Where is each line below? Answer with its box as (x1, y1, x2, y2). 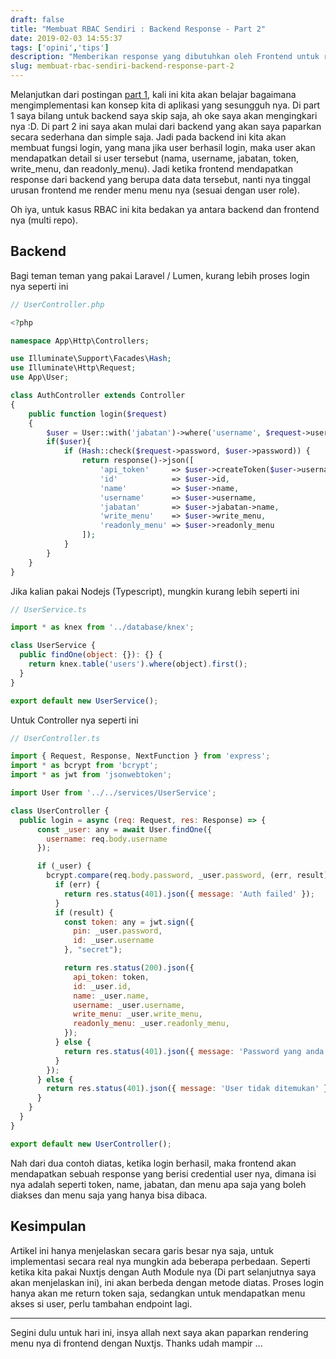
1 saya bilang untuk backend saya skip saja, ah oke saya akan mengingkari (10, 110, 318, 121)
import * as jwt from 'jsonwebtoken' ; (10, 770, 172, 780)
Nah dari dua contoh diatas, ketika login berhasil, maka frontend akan (10, 1157, 297, 1169)
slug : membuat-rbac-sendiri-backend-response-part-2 (10, 61, 235, 71)
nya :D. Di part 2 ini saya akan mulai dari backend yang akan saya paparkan (10, 121, 322, 132)
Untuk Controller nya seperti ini (10, 714, 139, 726)
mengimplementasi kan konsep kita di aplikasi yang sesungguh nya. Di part (10, 99, 321, 111)
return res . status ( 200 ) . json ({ (63, 963, 195, 973)
